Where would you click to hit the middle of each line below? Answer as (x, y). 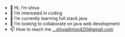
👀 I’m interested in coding (36, 13)
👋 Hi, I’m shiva (24, 8)
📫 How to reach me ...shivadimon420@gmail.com (62, 29)
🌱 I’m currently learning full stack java (49, 18)
